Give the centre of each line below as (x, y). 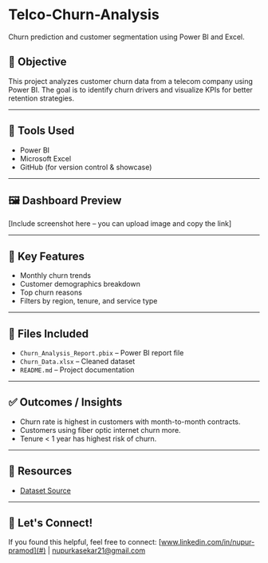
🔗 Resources (40, 472)
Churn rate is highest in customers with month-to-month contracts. (130, 422)
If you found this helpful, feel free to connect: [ (85, 542)
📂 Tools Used (41, 131)
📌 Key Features (47, 256)
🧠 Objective (37, 62)
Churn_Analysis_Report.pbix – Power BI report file (102, 353)
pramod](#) (27, 551)
